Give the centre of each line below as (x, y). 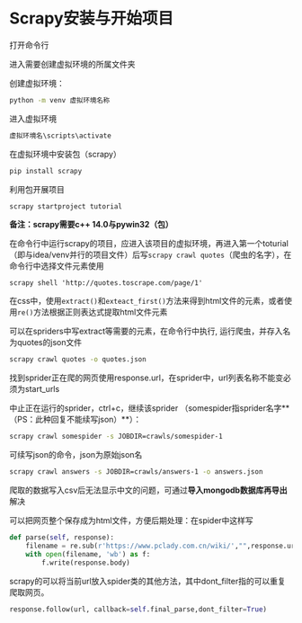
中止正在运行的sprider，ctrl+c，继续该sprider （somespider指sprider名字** (150, 408)
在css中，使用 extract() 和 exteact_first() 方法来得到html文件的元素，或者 (147, 301)
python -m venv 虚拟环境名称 (60, 100)
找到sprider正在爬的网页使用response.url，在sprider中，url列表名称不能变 (147, 378)
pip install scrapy (46, 171)
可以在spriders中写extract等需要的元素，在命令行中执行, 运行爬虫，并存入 (146, 331)
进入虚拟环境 (33, 119)
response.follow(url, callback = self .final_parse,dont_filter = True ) (138, 609)
